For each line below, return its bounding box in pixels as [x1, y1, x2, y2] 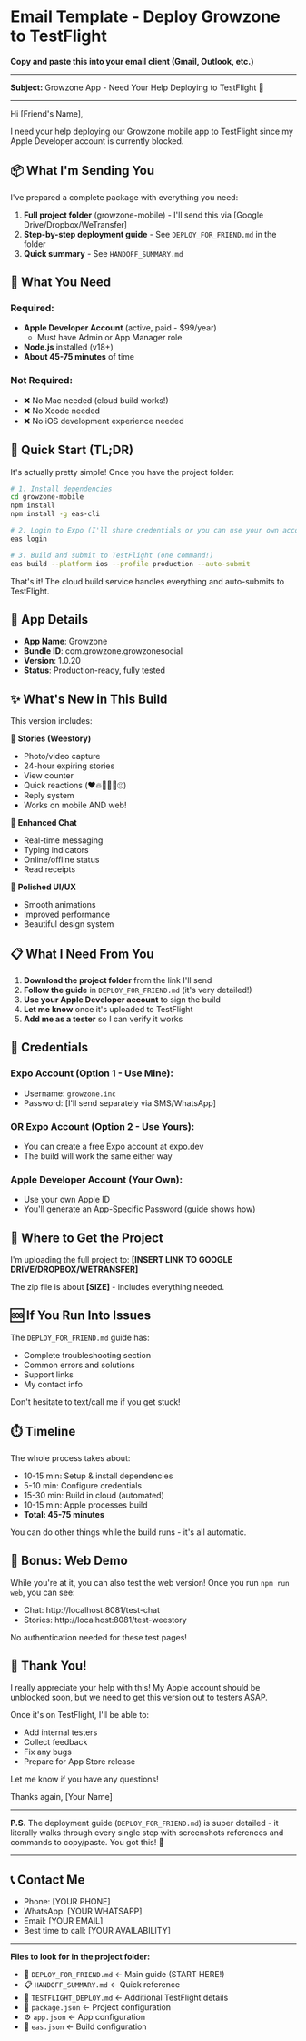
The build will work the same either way [23, 1150, 173, 1162]
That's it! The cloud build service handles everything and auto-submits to [10, 575, 285, 586]
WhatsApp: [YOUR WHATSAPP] [23, 1905, 143, 1917]
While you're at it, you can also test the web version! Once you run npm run [10, 1577, 290, 1588]
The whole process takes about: [10, 1452, 131, 1463]
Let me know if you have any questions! [10, 1773, 159, 1785]
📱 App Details [10, 612, 89, 627]
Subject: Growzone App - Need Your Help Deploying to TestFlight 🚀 [10, 82, 264, 93]
